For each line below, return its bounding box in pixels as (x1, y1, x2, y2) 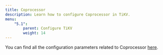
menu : (5, 16, 16, 21)
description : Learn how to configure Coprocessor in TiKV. (5, 12, 131, 17)
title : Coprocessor (5, 7, 46, 12)
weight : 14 (23, 30, 46, 35)
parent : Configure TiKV (23, 26, 72, 31)
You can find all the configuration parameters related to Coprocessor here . (5, 44, 159, 50)
